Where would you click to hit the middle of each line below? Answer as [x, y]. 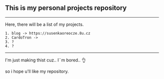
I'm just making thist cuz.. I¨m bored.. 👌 [46, 60]
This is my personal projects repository [66, 8]
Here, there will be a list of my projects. [44, 24]
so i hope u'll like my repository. [37, 71]
